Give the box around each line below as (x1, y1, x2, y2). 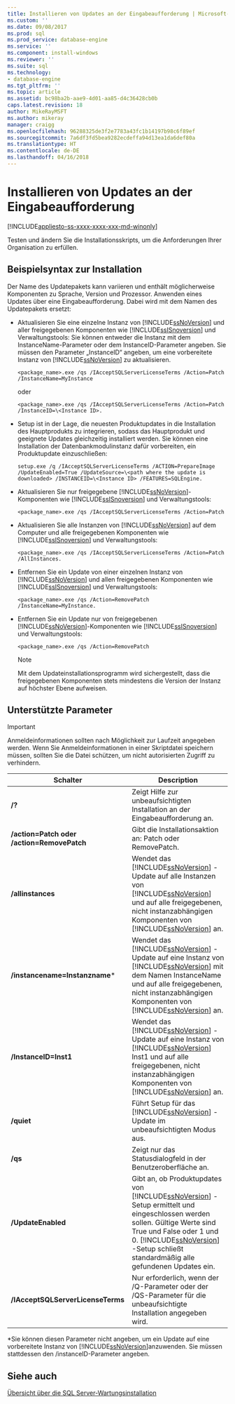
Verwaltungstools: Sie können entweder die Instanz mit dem (17, 333, 191, 341)
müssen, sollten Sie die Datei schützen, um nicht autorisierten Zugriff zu (7, 751, 215, 760)
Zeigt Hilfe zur (131, 787, 178, 797)
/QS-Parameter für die (131, 1290, 206, 1300)
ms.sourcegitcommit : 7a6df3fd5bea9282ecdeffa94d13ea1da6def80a (7, 134, 196, 141)
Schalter (53, 775, 83, 785)
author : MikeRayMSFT (7, 108, 68, 115)
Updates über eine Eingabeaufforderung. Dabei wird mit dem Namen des (7, 297, 218, 305)
